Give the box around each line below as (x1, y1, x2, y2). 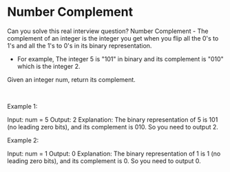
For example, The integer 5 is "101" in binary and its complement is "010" (17, 54, 224, 63)
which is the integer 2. (17, 62, 81, 70)
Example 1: (7, 102, 38, 110)
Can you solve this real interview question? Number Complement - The (7, 27, 209, 35)
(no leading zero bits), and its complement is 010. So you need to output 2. (7, 122, 219, 131)
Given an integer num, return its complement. (7, 75, 136, 83)
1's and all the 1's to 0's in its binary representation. (7, 41, 152, 50)
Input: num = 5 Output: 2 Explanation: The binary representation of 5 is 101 (7, 115, 218, 124)
